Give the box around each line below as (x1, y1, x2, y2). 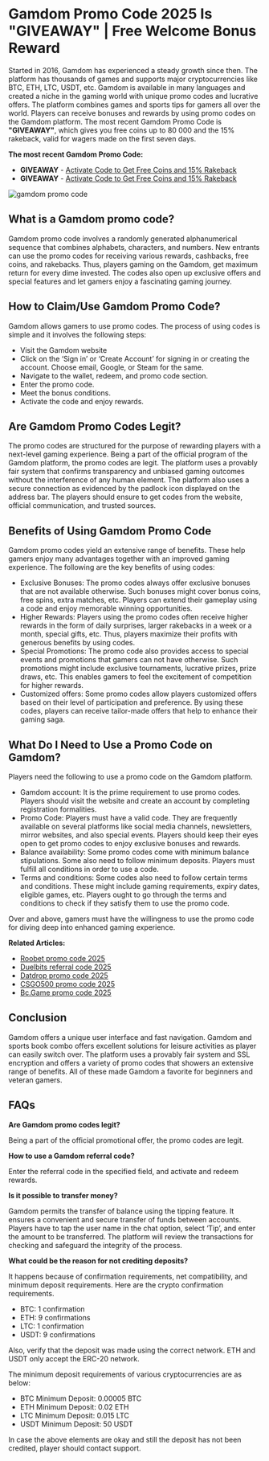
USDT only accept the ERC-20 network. (8, 1353, 141, 1363)
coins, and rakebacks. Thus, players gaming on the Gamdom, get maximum (8, 259, 259, 269)
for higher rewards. (19, 681, 84, 690)
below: (8, 1377, 31, 1387)
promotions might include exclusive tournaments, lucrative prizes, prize (19, 664, 257, 673)
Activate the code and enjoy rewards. (19, 396, 145, 406)
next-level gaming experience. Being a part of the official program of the (8, 449, 248, 459)
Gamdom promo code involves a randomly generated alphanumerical (8, 234, 238, 243)
